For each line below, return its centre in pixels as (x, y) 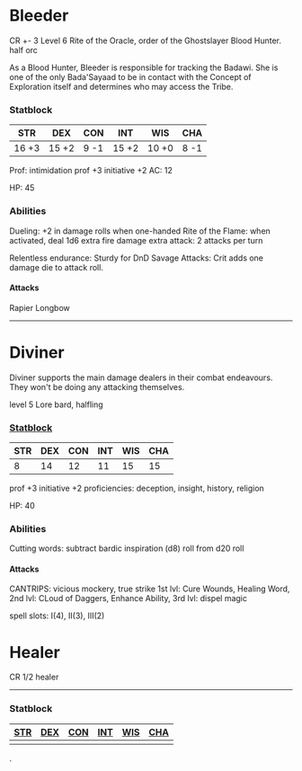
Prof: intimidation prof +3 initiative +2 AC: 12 (91, 171)
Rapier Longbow (40, 307)
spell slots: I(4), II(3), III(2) (57, 616)
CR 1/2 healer (34, 677)
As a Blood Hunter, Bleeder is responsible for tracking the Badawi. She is (144, 67)
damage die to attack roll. (56, 267)
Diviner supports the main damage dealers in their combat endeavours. (141, 377)
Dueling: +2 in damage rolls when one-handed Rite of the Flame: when (140, 231)
